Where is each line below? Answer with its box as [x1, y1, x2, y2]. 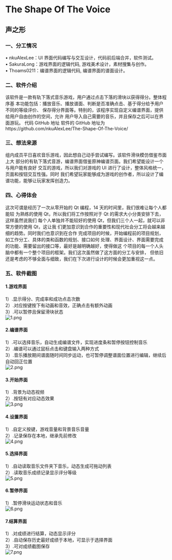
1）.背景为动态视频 [5, 389, 45, 395]
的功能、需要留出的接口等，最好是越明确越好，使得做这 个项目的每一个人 [5, 243, 159, 249]
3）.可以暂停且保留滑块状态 [5, 308, 63, 315]
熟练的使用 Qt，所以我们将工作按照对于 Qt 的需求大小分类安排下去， [19, 210, 164, 217]
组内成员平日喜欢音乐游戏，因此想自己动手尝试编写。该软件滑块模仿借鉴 [5, 152, 158, 158]
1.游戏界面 [5, 283, 27, 289]
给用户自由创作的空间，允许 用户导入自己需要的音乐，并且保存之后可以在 [5, 113, 159, 120]
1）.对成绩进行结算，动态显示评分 [5, 530, 76, 537]
